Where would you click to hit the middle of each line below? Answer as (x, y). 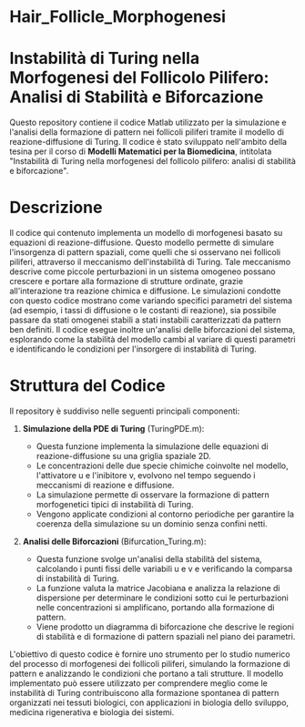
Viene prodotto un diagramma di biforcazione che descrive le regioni (165, 627)
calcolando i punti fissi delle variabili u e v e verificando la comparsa (164, 568)
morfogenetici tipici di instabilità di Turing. (115, 504)
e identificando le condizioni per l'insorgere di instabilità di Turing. (133, 349)
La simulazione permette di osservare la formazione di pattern (153, 495)
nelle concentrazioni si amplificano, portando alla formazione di (155, 607)
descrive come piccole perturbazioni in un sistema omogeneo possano (142, 271)
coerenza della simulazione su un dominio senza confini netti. (152, 524)
